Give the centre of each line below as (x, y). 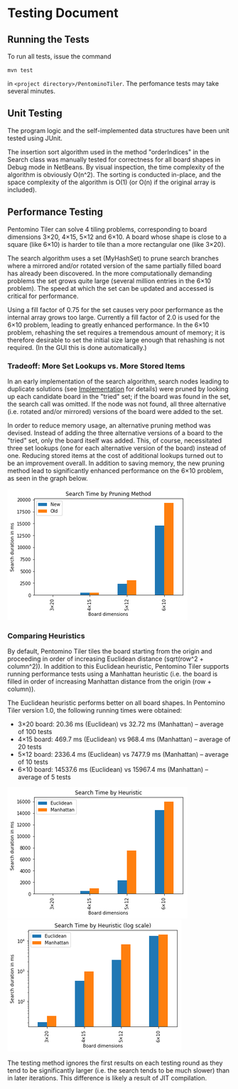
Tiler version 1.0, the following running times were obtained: (95, 711)
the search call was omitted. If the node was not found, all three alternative (117, 404)
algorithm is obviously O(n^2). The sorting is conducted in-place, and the (114, 174)
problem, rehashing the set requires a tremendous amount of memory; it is (116, 332)
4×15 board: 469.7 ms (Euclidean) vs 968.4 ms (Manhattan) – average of (124, 739)
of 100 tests (35, 732)
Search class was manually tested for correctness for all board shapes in (114, 159)
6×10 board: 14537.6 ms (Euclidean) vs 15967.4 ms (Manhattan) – (113, 770)
